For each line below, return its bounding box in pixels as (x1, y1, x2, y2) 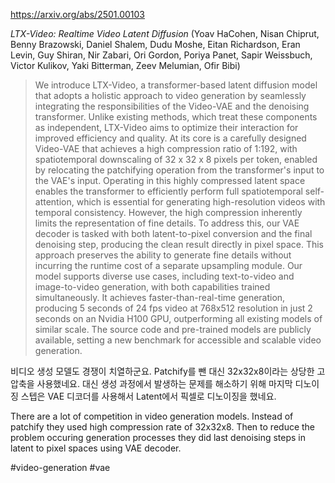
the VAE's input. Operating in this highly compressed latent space (34, 175, 306, 186)
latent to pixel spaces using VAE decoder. (10, 442, 182, 454)
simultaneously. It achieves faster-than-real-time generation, (34, 292, 286, 303)
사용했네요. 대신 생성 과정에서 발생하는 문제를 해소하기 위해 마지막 (36, 378, 293, 389)
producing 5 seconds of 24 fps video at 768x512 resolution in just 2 (34, 302, 313, 314)
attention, (34, 196, 75, 208)
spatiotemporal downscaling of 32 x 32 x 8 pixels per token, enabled (34, 154, 318, 165)
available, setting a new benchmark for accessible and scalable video (34, 334, 322, 346)
